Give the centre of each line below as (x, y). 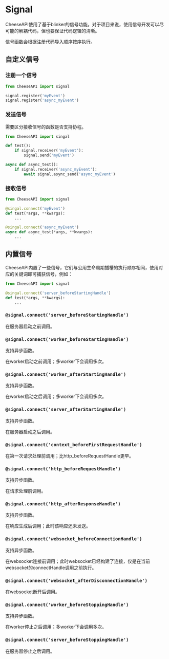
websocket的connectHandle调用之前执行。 (51, 568)
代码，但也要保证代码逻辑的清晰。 (64, 31)
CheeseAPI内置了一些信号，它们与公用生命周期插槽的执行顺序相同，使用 (82, 267)
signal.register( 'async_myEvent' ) (42, 100)
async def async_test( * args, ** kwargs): (49, 232)
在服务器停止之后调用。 (30, 651)
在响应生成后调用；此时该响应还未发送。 (48, 526)
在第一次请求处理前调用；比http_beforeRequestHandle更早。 (70, 455)
